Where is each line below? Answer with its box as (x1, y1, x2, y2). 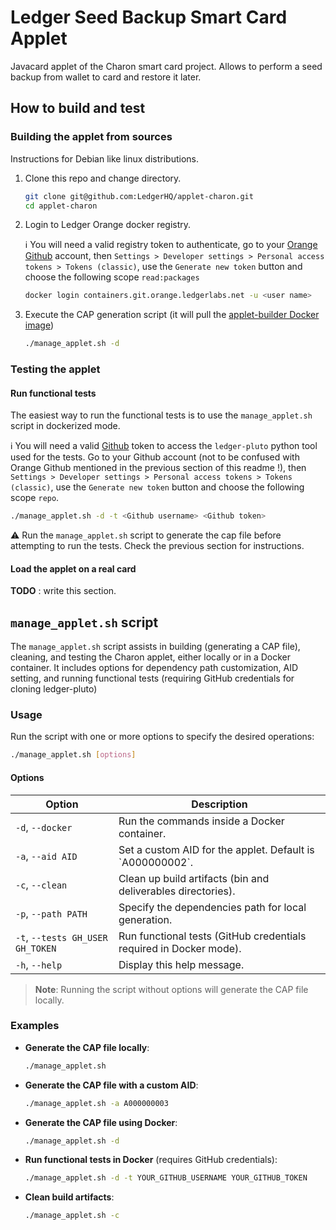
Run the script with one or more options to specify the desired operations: (10, 731, 315, 743)
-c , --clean (15, 877, 68, 891)
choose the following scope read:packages (24, 271, 200, 283)
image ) (24, 319, 55, 331)
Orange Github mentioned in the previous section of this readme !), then (10, 462, 307, 474)
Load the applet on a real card (10, 562, 137, 575)
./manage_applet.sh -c (24, 1211, 120, 1221)
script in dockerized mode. (10, 420, 121, 432)
